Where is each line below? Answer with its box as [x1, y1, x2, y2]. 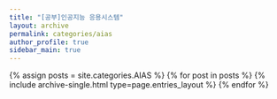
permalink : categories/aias [9, 29, 113, 38]
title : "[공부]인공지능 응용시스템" [9, 12, 124, 22]
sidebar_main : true [9, 46, 81, 55]
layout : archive [9, 21, 69, 30]
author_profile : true [9, 37, 89, 47]
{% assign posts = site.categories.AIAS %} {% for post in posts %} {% [9, 70, 265, 80]
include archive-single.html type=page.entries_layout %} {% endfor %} [9, 80, 269, 90]
